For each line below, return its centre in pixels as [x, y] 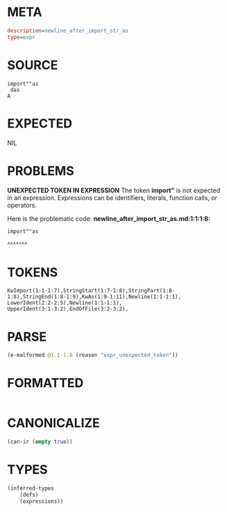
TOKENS [33, 272]
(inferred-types [31, 488]
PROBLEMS [41, 171]
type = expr [22, 37]
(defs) [29, 495]
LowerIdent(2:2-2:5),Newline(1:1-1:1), [65, 303]
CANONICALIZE [54, 423]
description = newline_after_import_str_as [68, 31]
